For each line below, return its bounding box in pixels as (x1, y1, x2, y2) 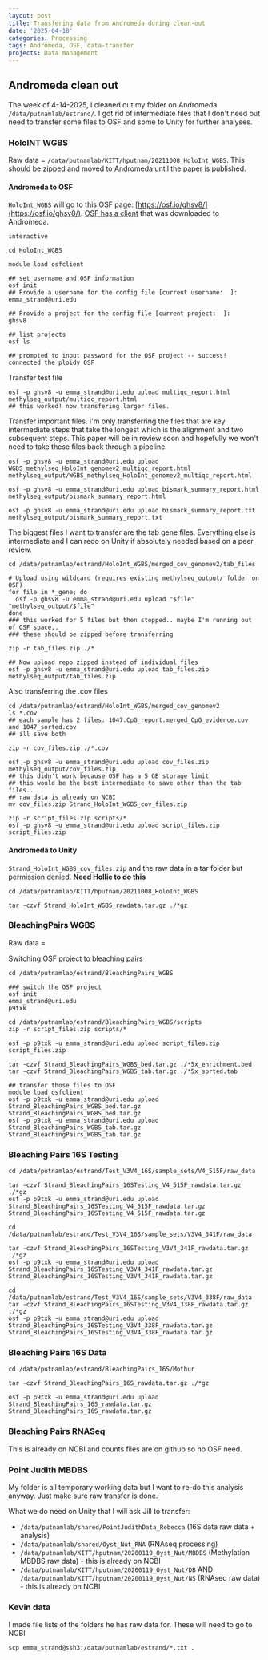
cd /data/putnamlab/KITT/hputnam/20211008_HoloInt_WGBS (8, 887, 198, 895)
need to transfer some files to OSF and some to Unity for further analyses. (8, 117, 253, 127)
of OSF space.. (8, 623, 59, 632)
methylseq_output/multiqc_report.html (8, 395, 138, 403)
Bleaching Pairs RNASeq (8, 1426, 106, 1437)
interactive (8, 233, 48, 241)
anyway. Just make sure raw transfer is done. (8, 1491, 158, 1500)
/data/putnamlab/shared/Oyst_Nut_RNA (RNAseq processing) (19, 1539, 218, 1549)
